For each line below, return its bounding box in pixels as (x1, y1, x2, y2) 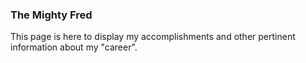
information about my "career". (10, 41, 138, 53)
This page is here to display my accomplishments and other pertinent (10, 31, 296, 43)
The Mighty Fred (10, 8, 93, 22)
